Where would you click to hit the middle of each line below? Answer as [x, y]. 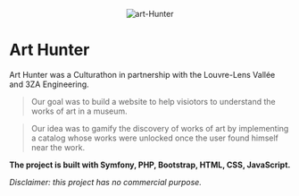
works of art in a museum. [79, 111]
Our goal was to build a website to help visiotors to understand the [153, 101]
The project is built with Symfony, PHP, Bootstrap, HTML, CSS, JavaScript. [150, 165]
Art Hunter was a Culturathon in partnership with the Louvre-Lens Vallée [142, 74]
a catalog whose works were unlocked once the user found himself [155, 138]
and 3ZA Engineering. [49, 84]
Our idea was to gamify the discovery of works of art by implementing [160, 128]
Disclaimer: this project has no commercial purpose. [106, 182]
